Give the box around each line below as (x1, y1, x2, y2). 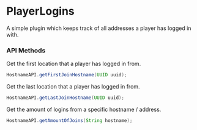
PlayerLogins (6, 4, 75, 18)
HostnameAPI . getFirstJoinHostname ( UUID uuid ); (6, 72, 127, 78)
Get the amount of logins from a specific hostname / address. (6, 106, 162, 113)
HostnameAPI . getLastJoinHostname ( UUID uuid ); (6, 95, 124, 101)
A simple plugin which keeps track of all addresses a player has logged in (6, 24, 191, 32)
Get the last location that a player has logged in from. (6, 83, 140, 90)
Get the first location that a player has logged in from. (6, 60, 141, 68)
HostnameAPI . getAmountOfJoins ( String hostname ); (6, 117, 133, 123)
